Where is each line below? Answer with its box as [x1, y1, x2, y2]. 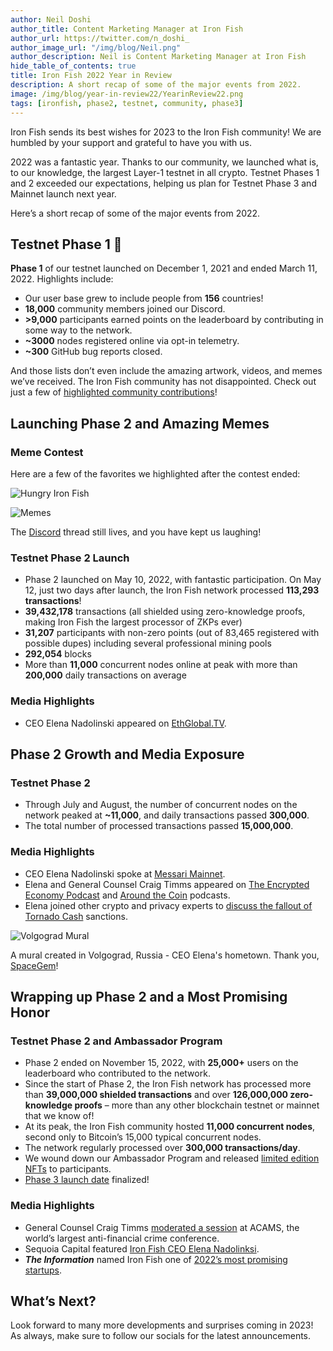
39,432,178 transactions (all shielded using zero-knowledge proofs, [24, 606, 306, 618]
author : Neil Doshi [10, 14, 92, 25]
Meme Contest [10, 445, 84, 459]
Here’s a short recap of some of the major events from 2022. [10, 207, 261, 219]
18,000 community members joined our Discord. [24, 303, 226, 315]
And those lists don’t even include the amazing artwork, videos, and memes [10, 365, 323, 377]
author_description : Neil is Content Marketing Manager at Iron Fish [10, 52, 307, 62]
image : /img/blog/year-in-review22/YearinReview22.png [10, 89, 244, 99]
